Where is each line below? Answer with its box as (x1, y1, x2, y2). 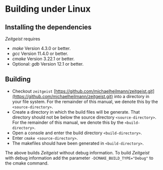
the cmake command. (5, 160, 49, 166)
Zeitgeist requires (5, 36, 41, 42)
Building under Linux (5, 3, 91, 15)
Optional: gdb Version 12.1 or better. (12, 61, 84, 67)
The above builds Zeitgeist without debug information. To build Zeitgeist (5, 149, 150, 155)
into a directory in (114, 93, 150, 99)
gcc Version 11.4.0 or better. (12, 50, 68, 56)
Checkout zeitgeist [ (12, 88, 56, 94)
